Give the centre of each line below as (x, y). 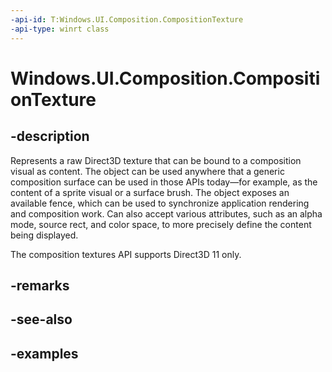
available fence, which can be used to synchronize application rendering (160, 203)
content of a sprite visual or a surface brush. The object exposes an (150, 192)
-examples (44, 353)
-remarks (40, 285)
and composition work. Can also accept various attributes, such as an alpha (166, 213)
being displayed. (44, 235)
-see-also (41, 319)
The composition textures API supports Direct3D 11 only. (126, 254)
